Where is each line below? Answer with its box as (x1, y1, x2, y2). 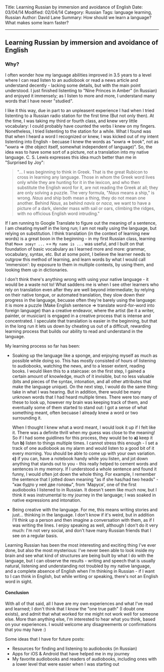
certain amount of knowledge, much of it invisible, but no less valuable (12, 373, 155, 379)
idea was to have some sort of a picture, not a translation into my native (5, 149, 149, 155)
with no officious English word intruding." (17, 210, 100, 216)
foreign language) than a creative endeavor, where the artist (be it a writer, (5, 307, 155, 313)
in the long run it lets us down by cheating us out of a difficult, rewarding (5, 323, 151, 329)
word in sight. (5, 579, 33, 584)
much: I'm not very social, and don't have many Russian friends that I (12, 527, 151, 533)
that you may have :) (5, 626, 46, 632)
